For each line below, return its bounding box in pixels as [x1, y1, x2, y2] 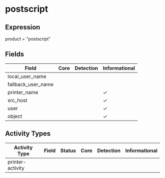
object [7, 113, 22, 120]
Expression [5, 23, 40, 31]
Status [60, 147, 76, 154]
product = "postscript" [5, 36, 51, 42]
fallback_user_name [7, 81, 54, 88]
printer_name [7, 89, 38, 96]
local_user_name [7, 73, 47, 79]
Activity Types [5, 129, 51, 138]
